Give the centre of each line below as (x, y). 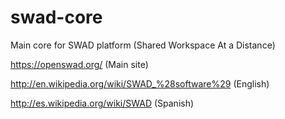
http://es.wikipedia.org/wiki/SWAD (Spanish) (102, 103)
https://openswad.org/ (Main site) (79, 64)
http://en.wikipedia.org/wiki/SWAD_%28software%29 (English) (140, 83)
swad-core (56, 17)
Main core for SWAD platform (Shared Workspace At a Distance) (143, 45)
